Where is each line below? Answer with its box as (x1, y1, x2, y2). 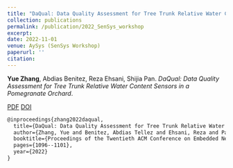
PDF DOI (7, 102, 32, 111)
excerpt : (7, 29, 33, 37)
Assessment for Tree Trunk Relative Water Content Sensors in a (7, 81, 189, 90)
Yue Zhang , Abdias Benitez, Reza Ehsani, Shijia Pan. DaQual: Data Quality (7, 74, 220, 83)
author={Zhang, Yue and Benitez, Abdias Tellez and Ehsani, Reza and (13, 129, 218, 136)
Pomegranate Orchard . (7, 89, 74, 97)
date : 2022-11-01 (7, 36, 58, 43)
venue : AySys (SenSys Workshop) (7, 42, 101, 49)
